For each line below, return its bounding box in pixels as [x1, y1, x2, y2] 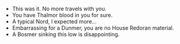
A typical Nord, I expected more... [12, 18, 97, 25]
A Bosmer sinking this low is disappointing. [12, 31, 120, 38]
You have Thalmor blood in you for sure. [12, 11, 113, 19]
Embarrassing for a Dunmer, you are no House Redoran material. [12, 24, 175, 31]
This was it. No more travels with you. [12, 5, 107, 12]
